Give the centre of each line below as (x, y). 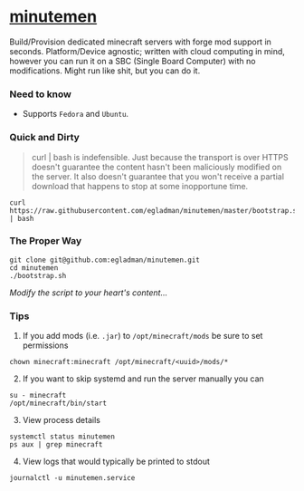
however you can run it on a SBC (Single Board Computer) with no (133, 61)
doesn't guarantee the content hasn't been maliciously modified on (157, 167)
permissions (45, 345)
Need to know (41, 94)
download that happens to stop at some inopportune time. (140, 186)
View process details (62, 420)
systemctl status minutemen (62, 437)
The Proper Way (46, 241)
